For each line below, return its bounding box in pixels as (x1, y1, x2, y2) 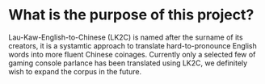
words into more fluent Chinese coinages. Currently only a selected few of (8, 49, 256, 59)
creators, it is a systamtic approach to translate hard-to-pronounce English (8, 40, 257, 50)
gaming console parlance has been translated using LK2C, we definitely (8, 58, 248, 68)
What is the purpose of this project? (8, 6, 254, 24)
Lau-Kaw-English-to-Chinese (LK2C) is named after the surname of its (8, 32, 244, 42)
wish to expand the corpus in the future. (8, 66, 142, 76)
